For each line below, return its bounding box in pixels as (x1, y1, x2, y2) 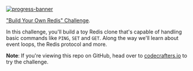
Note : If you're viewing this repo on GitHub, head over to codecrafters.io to (6, 52, 188, 59)
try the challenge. (6, 59, 49, 65)
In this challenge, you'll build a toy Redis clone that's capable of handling (6, 28, 182, 35)
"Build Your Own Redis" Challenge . (6, 17, 91, 23)
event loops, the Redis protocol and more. (6, 41, 107, 48)
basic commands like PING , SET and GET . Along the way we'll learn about (6, 35, 179, 41)
